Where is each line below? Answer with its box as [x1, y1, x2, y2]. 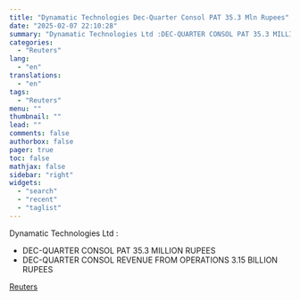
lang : [9, 54, 29, 63]
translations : [9, 71, 62, 80]
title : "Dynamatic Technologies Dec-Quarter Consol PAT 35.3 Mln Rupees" [9, 12, 290, 22]
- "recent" [17, 195, 58, 205]
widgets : [9, 179, 42, 188]
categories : [9, 37, 54, 47]
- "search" [17, 187, 58, 196]
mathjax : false [9, 162, 66, 171]
